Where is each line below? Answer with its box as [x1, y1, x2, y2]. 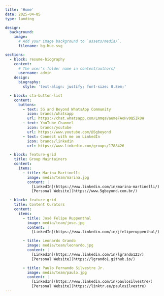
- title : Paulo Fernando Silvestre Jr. [23, 266, 105, 270]
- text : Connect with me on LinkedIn [23, 134, 100, 139]
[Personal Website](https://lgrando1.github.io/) [31, 256, 135, 262]
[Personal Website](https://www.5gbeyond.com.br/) [31, 188, 138, 194]
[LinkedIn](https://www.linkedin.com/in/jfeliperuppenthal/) [31, 229, 160, 235]
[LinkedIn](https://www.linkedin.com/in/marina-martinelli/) [31, 184, 160, 189]
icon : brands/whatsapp [27, 111, 74, 116]
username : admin [18, 71, 52, 76]
